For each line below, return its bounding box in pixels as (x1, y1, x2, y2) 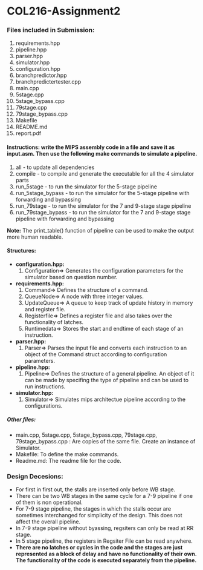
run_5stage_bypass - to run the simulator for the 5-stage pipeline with (15, 189, 190, 196)
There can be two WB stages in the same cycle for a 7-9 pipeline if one (15, 492, 193, 500)
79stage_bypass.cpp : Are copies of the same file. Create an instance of (15, 437, 196, 445)
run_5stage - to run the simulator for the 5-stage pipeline (15, 183, 158, 190)
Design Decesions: (7, 472, 63, 480)
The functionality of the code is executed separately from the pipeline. (15, 557, 197, 564)
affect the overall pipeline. (15, 518, 81, 525)
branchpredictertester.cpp (15, 78, 82, 85)
